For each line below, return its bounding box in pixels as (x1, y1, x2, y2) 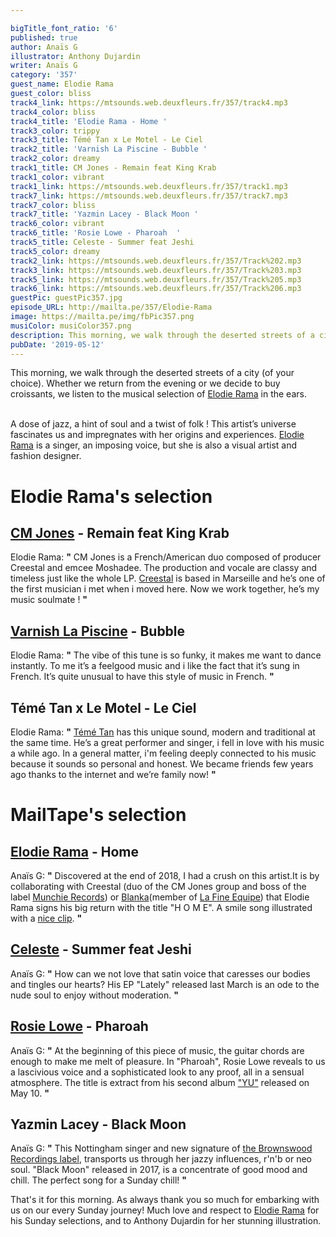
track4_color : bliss (10, 107, 97, 117)
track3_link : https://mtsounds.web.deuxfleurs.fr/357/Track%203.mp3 (10, 265, 302, 275)
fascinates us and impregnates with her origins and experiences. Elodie (10, 429, 305, 441)
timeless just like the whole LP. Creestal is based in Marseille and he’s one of (10, 572, 326, 585)
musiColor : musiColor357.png (10, 321, 132, 331)
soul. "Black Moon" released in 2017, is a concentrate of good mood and (10, 1164, 308, 1176)
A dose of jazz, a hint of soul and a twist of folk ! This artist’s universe (10, 418, 297, 430)
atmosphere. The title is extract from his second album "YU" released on (10, 1076, 310, 1088)
